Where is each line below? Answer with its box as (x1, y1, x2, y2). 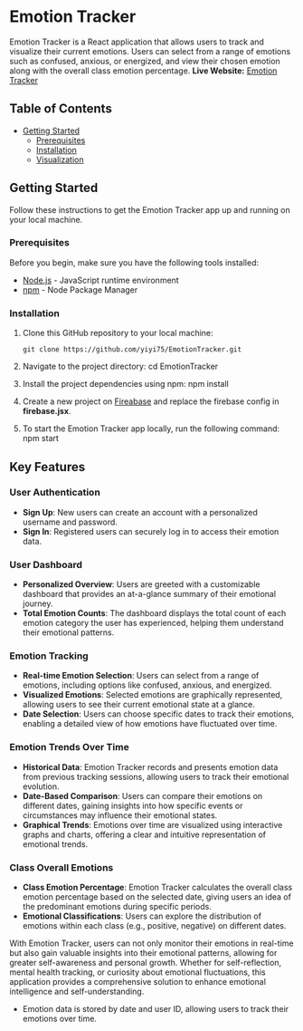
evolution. (22, 781, 61, 792)
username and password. (22, 516, 118, 527)
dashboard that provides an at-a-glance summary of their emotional (22, 589, 277, 600)
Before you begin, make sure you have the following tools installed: (9, 256, 260, 268)
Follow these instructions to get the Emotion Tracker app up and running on (9, 204, 291, 215)
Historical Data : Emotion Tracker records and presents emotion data (22, 761, 279, 772)
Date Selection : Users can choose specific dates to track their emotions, (22, 708, 295, 719)
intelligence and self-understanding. (9, 986, 145, 997)
